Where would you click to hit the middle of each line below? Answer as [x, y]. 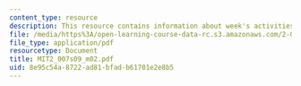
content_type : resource [54, 17]
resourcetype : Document [54, 51]
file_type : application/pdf [62, 43]
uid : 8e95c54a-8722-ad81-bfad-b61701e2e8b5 [92, 68]
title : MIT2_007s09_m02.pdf [62, 59]
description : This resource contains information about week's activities [152, 26]
